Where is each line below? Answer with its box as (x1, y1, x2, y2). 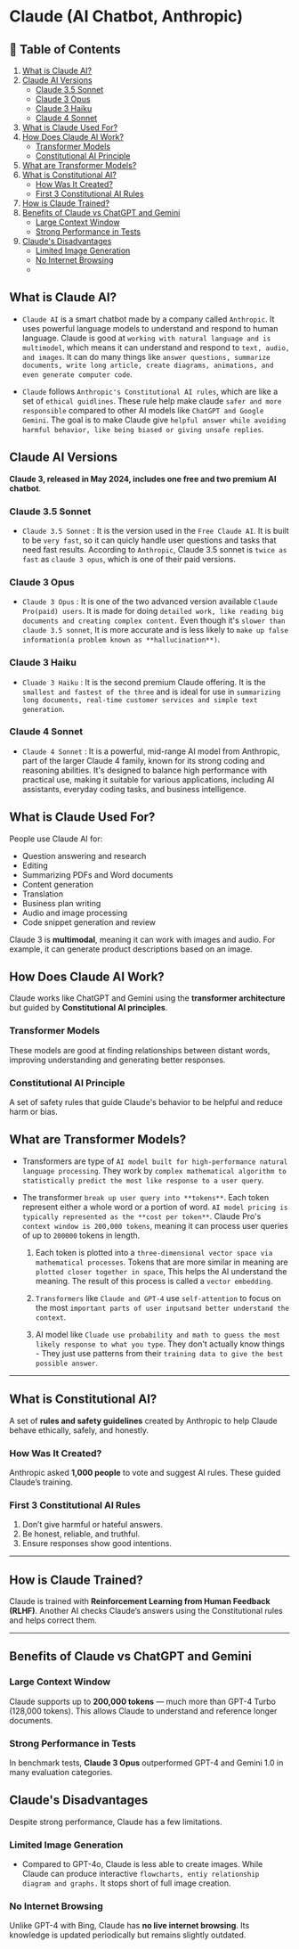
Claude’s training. (9, 1477, 73, 1487)
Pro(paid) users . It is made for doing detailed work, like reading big (21, 606, 284, 617)
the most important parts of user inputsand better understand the (35, 1302, 289, 1313)
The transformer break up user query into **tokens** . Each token (21, 1192, 270, 1202)
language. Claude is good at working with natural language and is (21, 332, 271, 343)
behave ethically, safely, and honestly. (9, 1424, 149, 1436)
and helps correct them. (9, 1615, 98, 1626)
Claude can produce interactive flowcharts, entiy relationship (21, 1869, 260, 1879)
